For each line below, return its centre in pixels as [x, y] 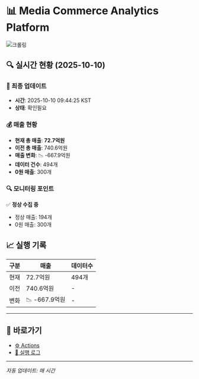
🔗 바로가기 [24, 331]
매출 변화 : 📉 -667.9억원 [42, 155]
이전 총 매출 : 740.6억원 [41, 148]
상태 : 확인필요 [31, 107]
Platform [28, 28]
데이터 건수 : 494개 [36, 164]
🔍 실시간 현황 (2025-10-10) [56, 65]
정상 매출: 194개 [33, 217]
